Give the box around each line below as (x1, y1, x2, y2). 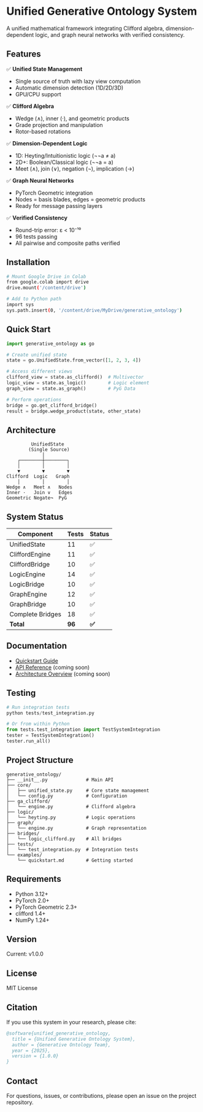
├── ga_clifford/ (6, 798, 51, 805)
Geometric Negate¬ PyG (6, 495, 67, 501)
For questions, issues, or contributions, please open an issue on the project (6, 1092, 197, 1099)
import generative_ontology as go (6, 341, 95, 347)
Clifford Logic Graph (6, 474, 70, 480)
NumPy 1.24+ (15, 916, 50, 924)
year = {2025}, (12, 1048, 51, 1054)
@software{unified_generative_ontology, (6, 1030, 112, 1037)
